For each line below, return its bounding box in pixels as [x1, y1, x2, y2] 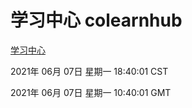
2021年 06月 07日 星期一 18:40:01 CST [10, 65, 169, 77]
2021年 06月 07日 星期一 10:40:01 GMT [10, 86, 172, 98]
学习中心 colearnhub [10, 9, 183, 32]
